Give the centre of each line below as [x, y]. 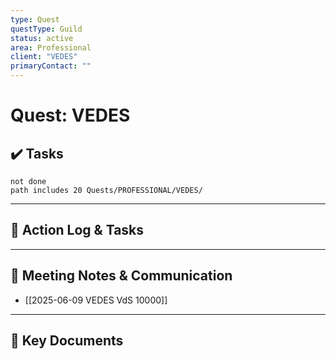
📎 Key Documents [67, 341]
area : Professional [51, 47]
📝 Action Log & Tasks [77, 230]
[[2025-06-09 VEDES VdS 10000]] [96, 300]
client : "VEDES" [44, 57]
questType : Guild [46, 29]
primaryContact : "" [51, 66]
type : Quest [35, 19]
